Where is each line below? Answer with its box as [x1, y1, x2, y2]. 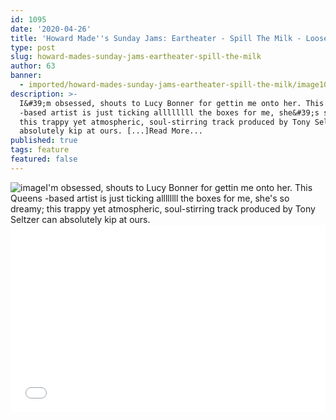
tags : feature [10, 145, 70, 155]
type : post [10, 42, 56, 53]
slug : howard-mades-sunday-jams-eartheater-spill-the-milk [10, 52, 262, 62]
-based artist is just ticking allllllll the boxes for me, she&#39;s [19, 107, 320, 118]
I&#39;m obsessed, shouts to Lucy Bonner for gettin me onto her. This [19, 98, 325, 108]
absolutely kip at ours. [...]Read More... [19, 126, 203, 136]
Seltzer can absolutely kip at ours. [10, 213, 151, 225]
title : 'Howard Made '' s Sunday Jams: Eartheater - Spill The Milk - [10, 33, 302, 43]
